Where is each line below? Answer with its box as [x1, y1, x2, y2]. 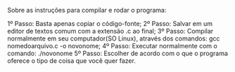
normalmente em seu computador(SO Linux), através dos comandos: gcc [7, 34, 220, 43]
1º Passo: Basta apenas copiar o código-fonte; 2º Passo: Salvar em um [7, 20, 213, 27]
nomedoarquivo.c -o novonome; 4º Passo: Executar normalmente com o [7, 42, 218, 50]
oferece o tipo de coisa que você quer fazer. [7, 57, 136, 65]
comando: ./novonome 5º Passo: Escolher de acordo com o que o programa [7, 49, 229, 57]
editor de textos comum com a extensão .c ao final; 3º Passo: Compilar [7, 27, 214, 35]
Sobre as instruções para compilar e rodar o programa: [7, 6, 167, 14]
